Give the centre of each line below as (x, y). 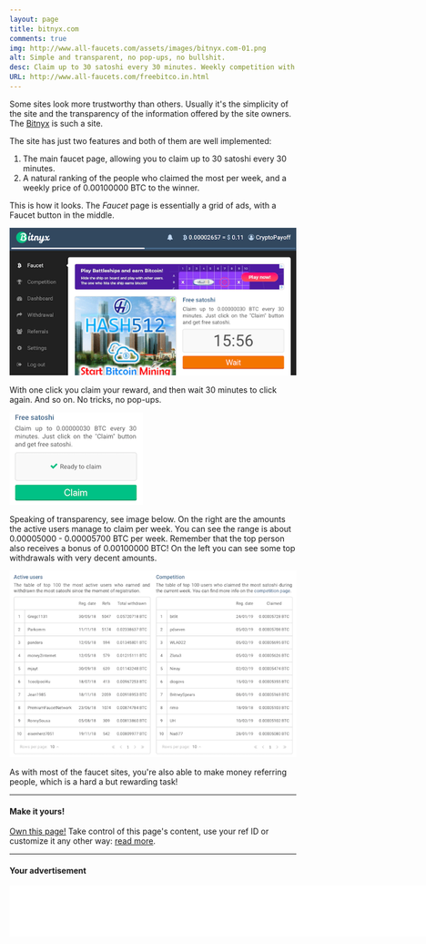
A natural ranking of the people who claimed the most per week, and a (154, 178)
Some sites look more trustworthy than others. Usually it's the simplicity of (149, 104)
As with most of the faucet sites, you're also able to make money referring (148, 772)
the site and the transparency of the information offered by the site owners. (151, 113)
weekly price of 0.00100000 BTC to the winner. (111, 188)
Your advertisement (48, 870)
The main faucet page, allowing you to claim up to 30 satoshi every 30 (154, 159)
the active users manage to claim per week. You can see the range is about (150, 528)
